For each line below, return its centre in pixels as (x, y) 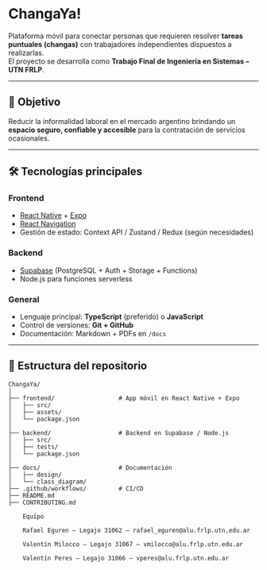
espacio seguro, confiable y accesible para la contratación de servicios (127, 130)
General (24, 299)
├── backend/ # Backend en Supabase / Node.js (118, 433)
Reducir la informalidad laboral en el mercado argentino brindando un (122, 121)
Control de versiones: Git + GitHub (76, 325)
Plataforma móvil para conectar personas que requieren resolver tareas (126, 36)
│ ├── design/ (35, 475)
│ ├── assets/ (35, 412)
